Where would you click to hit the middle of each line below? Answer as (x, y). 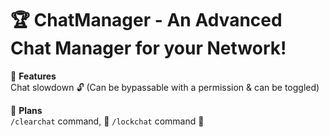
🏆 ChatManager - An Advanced (146, 20)
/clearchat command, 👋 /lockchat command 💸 (107, 121)
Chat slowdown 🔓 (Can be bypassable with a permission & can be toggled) (165, 87)
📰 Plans (26, 110)
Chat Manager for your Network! (148, 48)
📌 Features (33, 76)
